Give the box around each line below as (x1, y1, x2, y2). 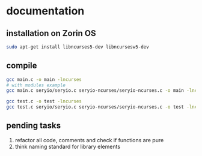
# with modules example (6, 82, 66, 88)
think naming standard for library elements (14, 143, 121, 150)
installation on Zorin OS (6, 28, 96, 38)
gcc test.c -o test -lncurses (6, 98, 82, 104)
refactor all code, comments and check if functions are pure (14, 136, 164, 143)
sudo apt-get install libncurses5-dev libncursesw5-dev (6, 44, 149, 50)
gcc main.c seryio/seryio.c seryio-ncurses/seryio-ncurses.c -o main (6, 88, 185, 94)
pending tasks (6, 121, 61, 131)
